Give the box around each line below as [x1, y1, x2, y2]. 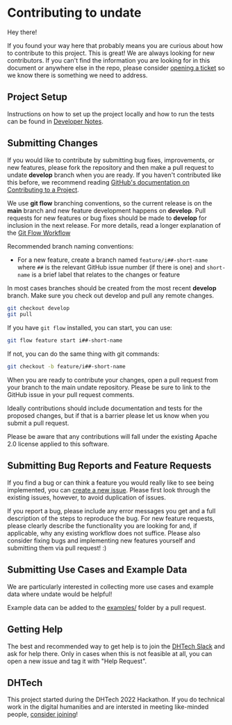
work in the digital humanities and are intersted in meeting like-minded [7, 703, 209, 711]
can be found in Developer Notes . [7, 117, 104, 125]
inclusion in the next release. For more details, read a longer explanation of [7, 221, 221, 229]
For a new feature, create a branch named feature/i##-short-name [17, 256, 208, 264]
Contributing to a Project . [7, 185, 80, 194]
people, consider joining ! [7, 710, 78, 719]
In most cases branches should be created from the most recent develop [7, 283, 217, 292]
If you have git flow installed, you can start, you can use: [7, 324, 172, 332]
